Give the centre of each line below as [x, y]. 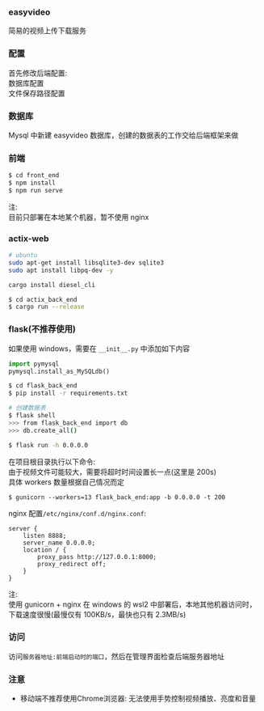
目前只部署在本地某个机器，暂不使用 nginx [79, 217]
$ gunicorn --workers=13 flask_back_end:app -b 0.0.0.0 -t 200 [117, 497]
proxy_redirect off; [72, 564]
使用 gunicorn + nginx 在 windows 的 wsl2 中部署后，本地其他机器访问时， [132, 604]
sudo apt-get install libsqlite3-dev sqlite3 [86, 262]
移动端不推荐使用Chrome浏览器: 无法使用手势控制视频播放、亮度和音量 [138, 699]
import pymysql [34, 364]
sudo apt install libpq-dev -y [61, 270]
